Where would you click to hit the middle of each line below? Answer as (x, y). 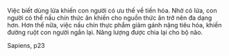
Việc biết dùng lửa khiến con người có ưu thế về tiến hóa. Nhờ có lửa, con (112, 11)
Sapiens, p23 (26, 45)
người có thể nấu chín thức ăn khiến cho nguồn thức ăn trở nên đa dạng (110, 18)
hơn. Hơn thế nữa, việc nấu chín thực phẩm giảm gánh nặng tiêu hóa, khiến (114, 25)
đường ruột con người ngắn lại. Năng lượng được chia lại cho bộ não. (105, 32)
